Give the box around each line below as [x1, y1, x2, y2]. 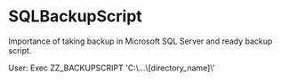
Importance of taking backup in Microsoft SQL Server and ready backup [8, 36, 273, 46]
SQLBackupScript [8, 6, 143, 27]
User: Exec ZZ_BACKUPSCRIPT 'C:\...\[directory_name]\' [8, 62, 215, 73]
